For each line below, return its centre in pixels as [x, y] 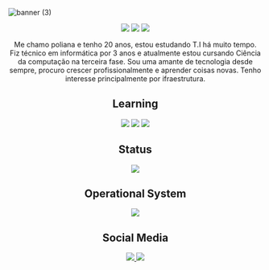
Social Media [135, 237]
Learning [135, 104]
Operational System [135, 194]
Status [135, 150]
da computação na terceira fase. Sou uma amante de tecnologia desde [135, 61]
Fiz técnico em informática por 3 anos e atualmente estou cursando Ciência [135, 53]
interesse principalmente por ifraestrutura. [135, 79]
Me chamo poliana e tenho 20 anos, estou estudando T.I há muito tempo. [135, 45]
